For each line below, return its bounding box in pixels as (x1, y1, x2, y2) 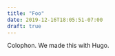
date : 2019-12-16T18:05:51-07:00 (7, 16, 103, 23)
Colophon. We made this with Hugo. (7, 42, 109, 50)
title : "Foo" (7, 10, 45, 17)
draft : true (7, 23, 41, 29)
